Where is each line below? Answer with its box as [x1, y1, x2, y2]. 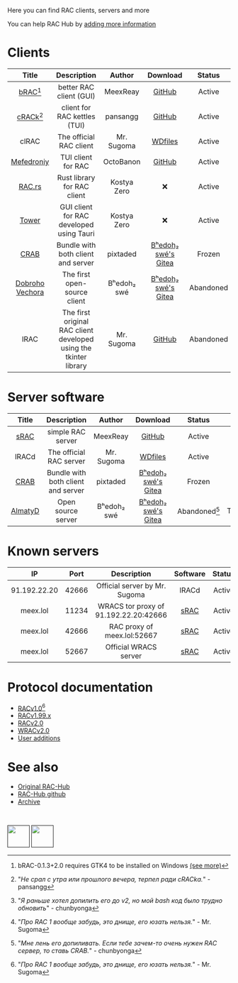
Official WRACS [105, 642, 157, 652]
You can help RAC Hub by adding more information [7, 20, 157, 28]
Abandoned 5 [176, 505, 220, 517]
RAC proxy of [108, 621, 154, 631]
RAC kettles [56, 111, 96, 121]
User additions [17, 734, 61, 742]
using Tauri [57, 229, 95, 238]
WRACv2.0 [17, 727, 50, 735]
